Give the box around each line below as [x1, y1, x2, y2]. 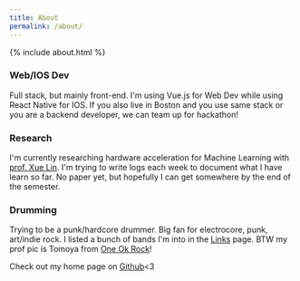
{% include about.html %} [9, 46, 106, 57]
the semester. [9, 181, 61, 192]
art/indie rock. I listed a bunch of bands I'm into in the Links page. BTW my [9, 234, 288, 245]
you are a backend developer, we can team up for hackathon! [9, 109, 238, 120]
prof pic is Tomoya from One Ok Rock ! [9, 244, 152, 255]
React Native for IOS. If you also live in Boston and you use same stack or [9, 99, 284, 110]
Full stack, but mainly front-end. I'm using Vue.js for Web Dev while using [9, 90, 284, 101]
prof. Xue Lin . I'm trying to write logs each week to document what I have [9, 162, 283, 173]
